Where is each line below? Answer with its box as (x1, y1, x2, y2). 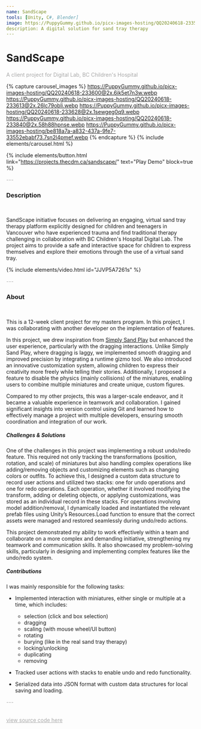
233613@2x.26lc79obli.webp (6, 102, 78, 109)
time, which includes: (14, 601, 68, 608)
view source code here (6, 716, 63, 724)
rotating (23, 631, 44, 639)
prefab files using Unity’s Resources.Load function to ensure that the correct (6, 511, 195, 518)
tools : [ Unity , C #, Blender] (6, 14, 79, 20)
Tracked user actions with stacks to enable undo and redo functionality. (14, 668, 192, 676)
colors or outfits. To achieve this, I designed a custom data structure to (6, 472, 181, 479)
